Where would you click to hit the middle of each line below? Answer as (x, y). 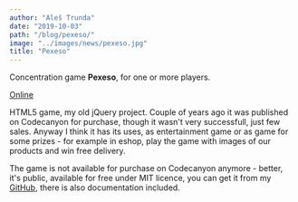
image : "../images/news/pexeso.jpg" (78, 43)
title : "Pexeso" (40, 52)
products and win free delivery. (67, 151)
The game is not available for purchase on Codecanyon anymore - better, (146, 168)
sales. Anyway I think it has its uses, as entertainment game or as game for (149, 131)
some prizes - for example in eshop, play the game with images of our (140, 141)
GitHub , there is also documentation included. (95, 188)
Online (22, 95)
